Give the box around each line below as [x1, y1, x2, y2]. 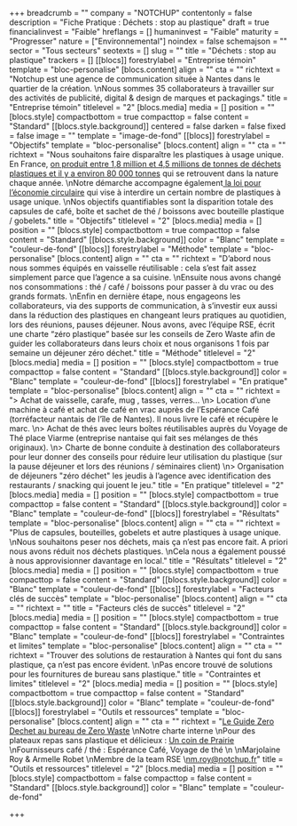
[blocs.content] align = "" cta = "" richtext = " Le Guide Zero [57, 716, 275, 726]
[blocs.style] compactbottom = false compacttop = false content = [9, 773, 253, 783]
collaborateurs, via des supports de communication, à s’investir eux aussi [9, 301, 277, 310]
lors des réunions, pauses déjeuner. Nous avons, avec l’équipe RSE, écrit [9, 319, 276, 330]
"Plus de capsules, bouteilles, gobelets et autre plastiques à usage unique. [9, 527, 281, 537]
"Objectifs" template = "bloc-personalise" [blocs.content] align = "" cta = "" [9, 140, 286, 150]
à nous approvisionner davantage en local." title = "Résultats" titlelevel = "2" [9, 556, 287, 565]
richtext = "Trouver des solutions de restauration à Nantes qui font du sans [9, 650, 282, 661]
